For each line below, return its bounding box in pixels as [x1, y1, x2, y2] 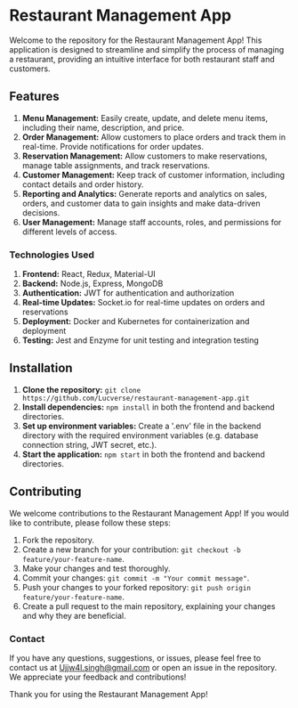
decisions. [21, 207, 60, 218]
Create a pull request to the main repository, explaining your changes [21, 600, 276, 611]
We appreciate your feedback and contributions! [9, 671, 187, 682]
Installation [9, 361, 73, 376]
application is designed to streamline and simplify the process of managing [9, 44, 285, 54]
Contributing [9, 484, 82, 500]
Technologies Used [9, 248, 95, 261]
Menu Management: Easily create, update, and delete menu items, [21, 112, 269, 123]
